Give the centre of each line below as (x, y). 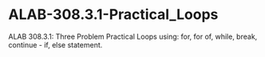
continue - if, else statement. (55, 44)
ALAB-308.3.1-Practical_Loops (113, 15)
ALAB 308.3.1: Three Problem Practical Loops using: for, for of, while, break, (133, 36)
